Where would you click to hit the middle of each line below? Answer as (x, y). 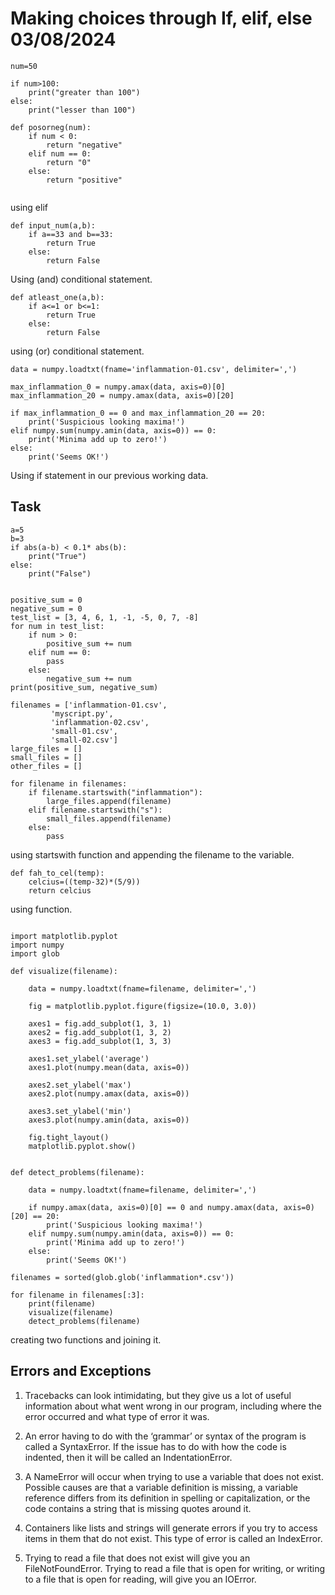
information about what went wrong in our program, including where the (173, 1406)
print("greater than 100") (84, 92)
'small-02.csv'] (84, 740)
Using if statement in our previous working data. (109, 475)
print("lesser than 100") (82, 110)
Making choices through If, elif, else (161, 18)
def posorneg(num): (51, 127)
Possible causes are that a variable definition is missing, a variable (161, 1487)
